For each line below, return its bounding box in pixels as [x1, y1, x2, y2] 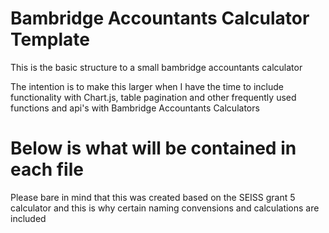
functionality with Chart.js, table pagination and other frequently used [10, 91, 297, 103]
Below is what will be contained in [10, 137, 297, 160]
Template [10, 28, 90, 51]
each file [10, 158, 84, 181]
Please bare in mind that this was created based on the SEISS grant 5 [10, 191, 296, 203]
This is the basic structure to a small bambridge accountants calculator [10, 61, 303, 73]
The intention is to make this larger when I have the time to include [10, 80, 285, 92]
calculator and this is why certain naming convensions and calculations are [10, 202, 320, 214]
